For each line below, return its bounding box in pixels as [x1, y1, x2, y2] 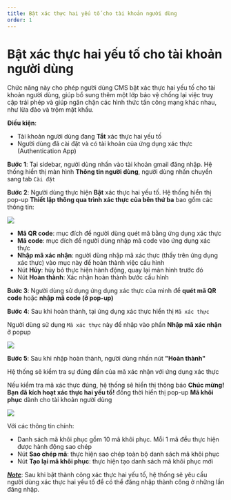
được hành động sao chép [17, 443, 92, 451]
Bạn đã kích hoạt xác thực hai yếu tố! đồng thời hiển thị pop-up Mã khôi [7, 388, 214, 397]
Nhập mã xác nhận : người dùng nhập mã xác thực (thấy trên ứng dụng [17, 251, 219, 259]
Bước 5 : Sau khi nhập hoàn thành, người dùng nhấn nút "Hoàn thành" [7, 354, 205, 363]
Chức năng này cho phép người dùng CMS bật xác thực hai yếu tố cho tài [7, 83, 216, 92]
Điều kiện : [7, 119, 37, 128]
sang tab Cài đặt [7, 175, 56, 183]
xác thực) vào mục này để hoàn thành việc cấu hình [17, 259, 165, 267]
